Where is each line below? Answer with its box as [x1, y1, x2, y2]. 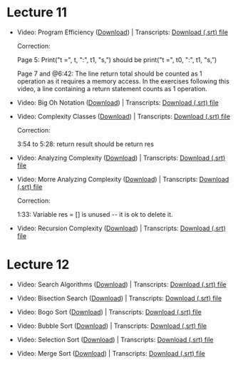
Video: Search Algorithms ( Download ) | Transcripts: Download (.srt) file [16, 279, 227, 289]
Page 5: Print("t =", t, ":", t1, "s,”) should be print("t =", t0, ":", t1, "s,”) [16, 55, 217, 64]
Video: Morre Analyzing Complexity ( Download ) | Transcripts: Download [16, 175, 229, 183]
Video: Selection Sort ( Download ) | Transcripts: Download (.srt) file [16, 335, 214, 344]
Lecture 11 [6, 4, 67, 21]
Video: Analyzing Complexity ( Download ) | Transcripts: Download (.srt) [16, 153, 226, 162]
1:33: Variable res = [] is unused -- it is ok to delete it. [16, 210, 173, 218]
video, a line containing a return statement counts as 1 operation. [16, 84, 207, 93]
